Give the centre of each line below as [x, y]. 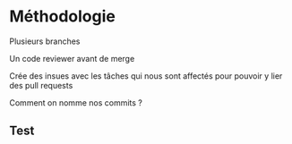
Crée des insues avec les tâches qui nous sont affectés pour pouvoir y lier [146, 76]
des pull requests [41, 85]
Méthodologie [63, 17]
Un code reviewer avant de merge [72, 58]
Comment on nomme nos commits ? [76, 102]
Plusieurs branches [45, 41]
